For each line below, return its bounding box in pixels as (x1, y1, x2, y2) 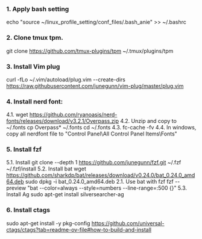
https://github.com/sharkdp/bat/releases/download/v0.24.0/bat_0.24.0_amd (6, 172, 195, 179)
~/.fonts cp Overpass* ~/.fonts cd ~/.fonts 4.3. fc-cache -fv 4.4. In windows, (6, 124, 197, 131)
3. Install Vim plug (6, 62, 60, 70)
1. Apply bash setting (6, 5, 69, 13)
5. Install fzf (6, 145, 42, 154)
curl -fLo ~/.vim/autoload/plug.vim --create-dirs (6, 76, 125, 83)
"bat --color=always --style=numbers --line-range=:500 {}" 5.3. (27, 184, 188, 191)
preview (6, 184, 27, 191)
